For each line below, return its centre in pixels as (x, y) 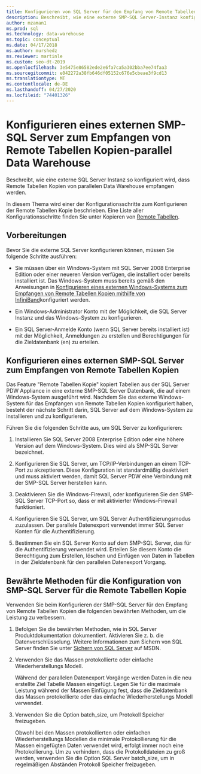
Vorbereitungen (36, 236)
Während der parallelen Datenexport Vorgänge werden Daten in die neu (103, 678)
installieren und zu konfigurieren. (47, 416)
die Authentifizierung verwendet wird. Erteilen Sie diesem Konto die (98, 550)
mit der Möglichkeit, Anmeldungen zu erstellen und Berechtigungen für (102, 335)
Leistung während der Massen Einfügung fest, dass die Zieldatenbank (101, 690)
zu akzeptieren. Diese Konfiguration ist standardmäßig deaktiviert (107, 470)
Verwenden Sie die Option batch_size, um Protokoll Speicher (89, 715)
